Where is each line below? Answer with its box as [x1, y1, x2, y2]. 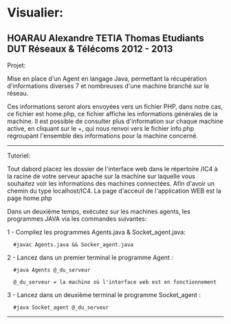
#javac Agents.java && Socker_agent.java [13, 241, 134, 248]
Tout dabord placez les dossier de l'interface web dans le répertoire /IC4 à [7, 165, 218, 173]
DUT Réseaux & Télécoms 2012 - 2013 [7, 43, 173, 54]
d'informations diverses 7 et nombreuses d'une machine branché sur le [7, 82, 210, 90]
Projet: [7, 61, 26, 69]
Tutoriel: [7, 151, 31, 160]
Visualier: [7, 5, 64, 21]
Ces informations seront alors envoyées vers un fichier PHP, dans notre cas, [7, 102, 223, 111]
